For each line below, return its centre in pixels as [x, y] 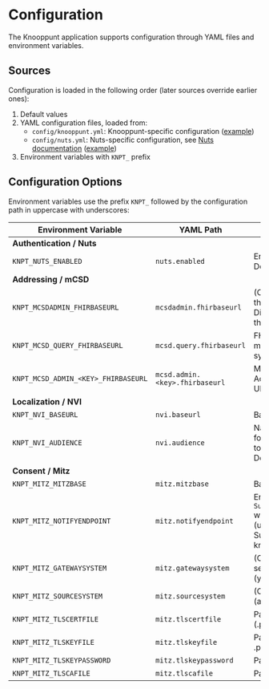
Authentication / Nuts [54, 243]
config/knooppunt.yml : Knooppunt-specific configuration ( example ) [143, 131]
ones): [19, 99]
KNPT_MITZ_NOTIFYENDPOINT [62, 521]
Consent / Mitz [41, 471]
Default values [44, 114]
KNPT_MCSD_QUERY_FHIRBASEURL [68, 345]
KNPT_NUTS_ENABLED [47, 261]
